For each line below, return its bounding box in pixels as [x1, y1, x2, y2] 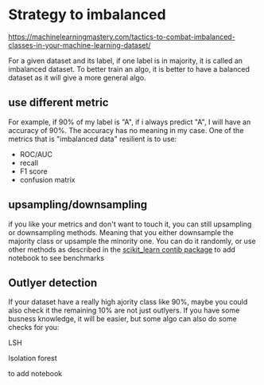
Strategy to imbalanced [8, 6, 166, 24]
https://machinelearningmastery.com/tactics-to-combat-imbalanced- [8, 32, 236, 41]
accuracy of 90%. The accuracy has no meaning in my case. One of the [8, 125, 244, 135]
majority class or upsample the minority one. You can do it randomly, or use [8, 236, 256, 246]
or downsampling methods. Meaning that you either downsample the [8, 227, 234, 237]
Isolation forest [8, 353, 57, 363]
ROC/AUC [19, 149, 53, 159]
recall [19, 158, 38, 167]
